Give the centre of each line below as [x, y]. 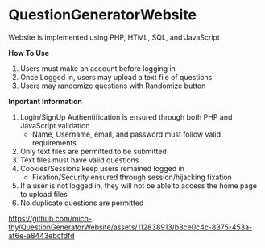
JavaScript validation [55, 125]
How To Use [29, 53]
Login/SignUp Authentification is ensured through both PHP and [126, 117]
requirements [54, 142]
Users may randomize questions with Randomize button [113, 86]
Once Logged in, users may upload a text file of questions [116, 77]
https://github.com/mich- [50, 218]
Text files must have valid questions [79, 160]
